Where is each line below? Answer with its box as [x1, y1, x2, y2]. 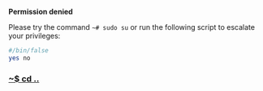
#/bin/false [8, 47, 49, 55]
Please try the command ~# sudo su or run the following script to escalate [8, 23, 256, 31]
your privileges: [8, 31, 61, 40]
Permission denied [8, 7, 73, 16]
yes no [8, 54, 31, 62]
